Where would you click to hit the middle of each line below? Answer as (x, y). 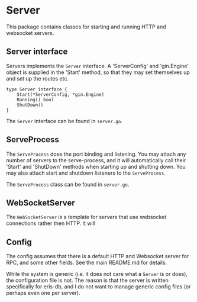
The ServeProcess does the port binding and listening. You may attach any (96, 154)
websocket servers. (30, 33)
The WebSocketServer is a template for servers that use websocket (86, 217)
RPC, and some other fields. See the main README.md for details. (87, 263)
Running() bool (35, 99)
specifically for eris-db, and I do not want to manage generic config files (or (98, 287)
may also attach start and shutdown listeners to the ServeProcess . (86, 173)
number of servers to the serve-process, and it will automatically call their (96, 160)
